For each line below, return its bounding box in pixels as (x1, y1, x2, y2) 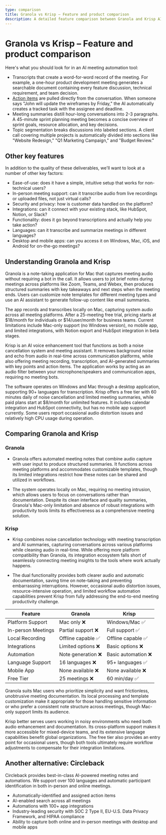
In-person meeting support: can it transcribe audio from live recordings (12, 190, 158, 196)
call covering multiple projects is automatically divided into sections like (12, 132, 158, 138)
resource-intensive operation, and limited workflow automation (12, 588, 141, 594)
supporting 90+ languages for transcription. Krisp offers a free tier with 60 (5, 389, 157, 394)
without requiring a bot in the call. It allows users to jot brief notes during (5, 276, 153, 281)
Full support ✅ (106, 626, 140, 633)
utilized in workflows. (12, 477, 56, 483)
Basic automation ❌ (106, 651, 152, 658)
